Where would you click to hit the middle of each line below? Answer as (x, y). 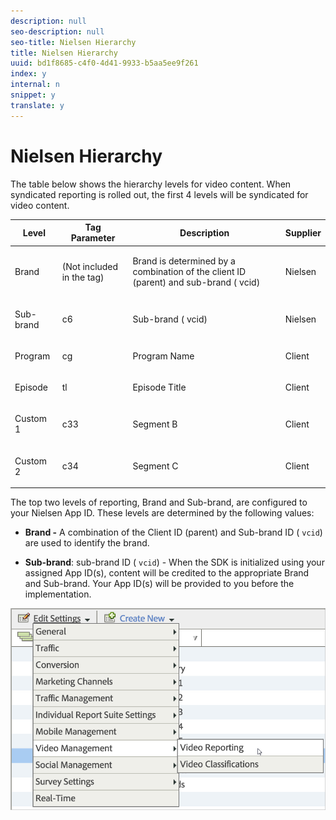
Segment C (155, 466)
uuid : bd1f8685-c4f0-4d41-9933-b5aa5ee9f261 (104, 63)
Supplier (303, 232)
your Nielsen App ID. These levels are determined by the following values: (162, 513)
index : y (28, 74)
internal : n (35, 85)
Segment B (155, 424)
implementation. (58, 594)
